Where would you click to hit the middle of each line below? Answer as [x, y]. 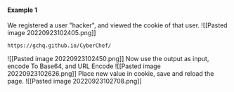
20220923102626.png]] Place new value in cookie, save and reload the [111, 74]
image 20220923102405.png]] [52, 33]
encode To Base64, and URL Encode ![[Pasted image [84, 66]
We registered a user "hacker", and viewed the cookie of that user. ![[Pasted [117, 25]
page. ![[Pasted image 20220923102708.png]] [74, 81]
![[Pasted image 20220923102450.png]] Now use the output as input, [108, 59]
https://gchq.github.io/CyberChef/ [59, 46]
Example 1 [22, 10]
